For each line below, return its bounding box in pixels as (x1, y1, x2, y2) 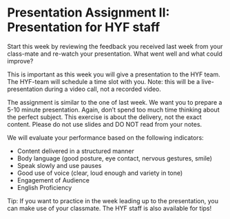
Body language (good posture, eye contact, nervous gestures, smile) (17, 154, 212, 163)
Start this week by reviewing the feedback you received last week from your (7, 42, 223, 50)
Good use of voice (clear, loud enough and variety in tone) (17, 169, 183, 177)
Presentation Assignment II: (7, 5, 170, 21)
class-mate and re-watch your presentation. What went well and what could (7, 50, 222, 58)
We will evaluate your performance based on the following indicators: (7, 133, 205, 142)
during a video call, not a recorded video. (44, 85, 162, 93)
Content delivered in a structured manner (17, 147, 134, 155)
